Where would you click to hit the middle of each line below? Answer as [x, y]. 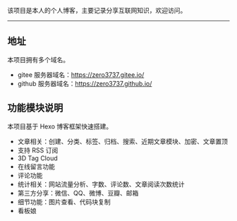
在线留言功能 [36, 166]
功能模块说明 [35, 108]
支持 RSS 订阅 [38, 150]
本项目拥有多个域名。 [38, 59]
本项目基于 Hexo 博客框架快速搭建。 [60, 126]
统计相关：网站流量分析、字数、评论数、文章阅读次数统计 [101, 184]
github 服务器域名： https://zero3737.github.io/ [85, 83]
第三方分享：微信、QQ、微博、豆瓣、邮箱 [78, 193]
